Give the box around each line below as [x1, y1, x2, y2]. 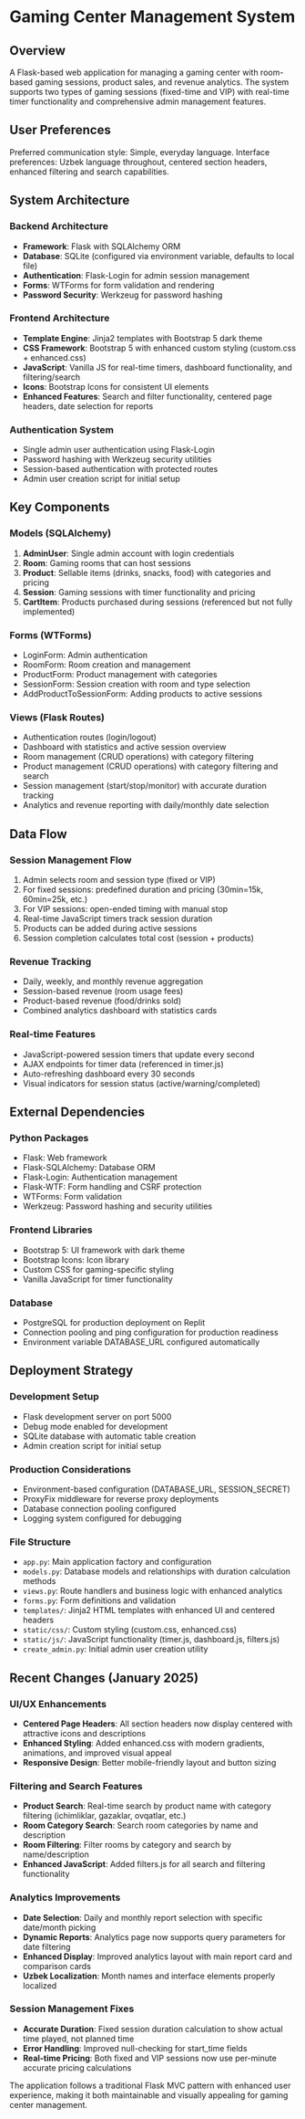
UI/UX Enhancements [9, 1697, 107, 1710]
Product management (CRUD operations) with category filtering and [22, 761, 279, 772]
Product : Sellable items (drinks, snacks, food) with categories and [22, 567, 271, 578]
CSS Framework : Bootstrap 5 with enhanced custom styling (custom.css [22, 342, 297, 353]
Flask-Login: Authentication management [22, 1171, 178, 1183]
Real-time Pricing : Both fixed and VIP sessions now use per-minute [22, 2052, 278, 2063]
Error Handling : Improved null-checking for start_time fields [22, 2042, 248, 2053]
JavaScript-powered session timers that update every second [22, 1048, 255, 1060]
